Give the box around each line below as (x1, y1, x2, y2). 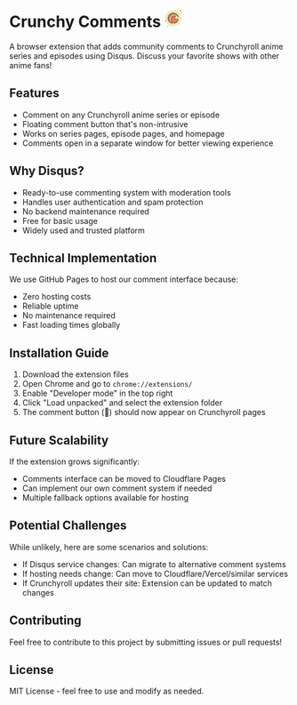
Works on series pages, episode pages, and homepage (21, 128, 225, 139)
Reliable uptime (21, 300, 79, 311)
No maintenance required (21, 310, 116, 321)
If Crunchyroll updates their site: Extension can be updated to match (21, 578, 273, 589)
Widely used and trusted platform (21, 225, 145, 236)
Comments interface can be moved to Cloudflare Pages (21, 474, 227, 484)
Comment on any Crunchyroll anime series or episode (21, 109, 221, 120)
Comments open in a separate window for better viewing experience (21, 138, 274, 148)
